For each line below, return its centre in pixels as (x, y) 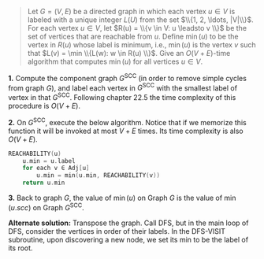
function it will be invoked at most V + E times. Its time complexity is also (126, 131)
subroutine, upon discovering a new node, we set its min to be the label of (128, 239)
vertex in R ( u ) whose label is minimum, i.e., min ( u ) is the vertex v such (141, 45)
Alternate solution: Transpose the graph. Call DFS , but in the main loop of (128, 223)
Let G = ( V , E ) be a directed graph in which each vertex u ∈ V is (131, 11)
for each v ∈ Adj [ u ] (56, 168)
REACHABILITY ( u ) (35, 154)
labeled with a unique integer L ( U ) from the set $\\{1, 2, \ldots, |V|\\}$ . (140, 20)
